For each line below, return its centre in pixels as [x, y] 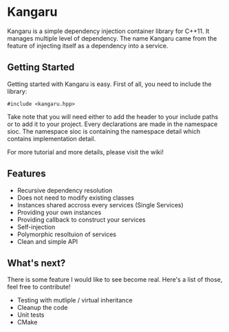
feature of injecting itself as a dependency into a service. [88, 45]
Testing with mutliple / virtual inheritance [75, 300]
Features [26, 174]
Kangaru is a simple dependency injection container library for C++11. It [108, 31]
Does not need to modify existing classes [76, 198]
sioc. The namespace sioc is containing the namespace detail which [104, 131]
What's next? [36, 263]
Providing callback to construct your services [81, 219]
